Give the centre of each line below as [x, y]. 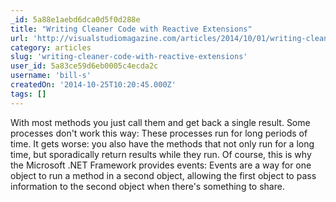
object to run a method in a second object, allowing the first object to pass [163, 175]
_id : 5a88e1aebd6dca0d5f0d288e [75, 19]
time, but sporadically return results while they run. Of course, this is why [161, 154]
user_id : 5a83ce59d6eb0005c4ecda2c [84, 66]
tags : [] [28, 94]
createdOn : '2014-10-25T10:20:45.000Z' [93, 85]
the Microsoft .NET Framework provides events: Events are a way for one [161, 165]
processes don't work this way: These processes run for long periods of [159, 133]
